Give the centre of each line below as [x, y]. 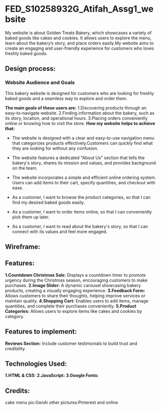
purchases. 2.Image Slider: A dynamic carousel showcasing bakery [73, 285]
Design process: [30, 69]
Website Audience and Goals [40, 83]
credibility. [16, 348]
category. [15, 316]
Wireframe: [23, 247]
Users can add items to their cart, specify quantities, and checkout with [84, 182]
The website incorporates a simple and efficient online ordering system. [84, 177]
